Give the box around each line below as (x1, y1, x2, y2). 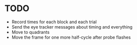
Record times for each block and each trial (11, 19, 97, 25)
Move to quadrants (11, 29, 50, 35)
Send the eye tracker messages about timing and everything (11, 24, 133, 30)
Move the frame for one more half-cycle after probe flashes (11, 34, 131, 40)
